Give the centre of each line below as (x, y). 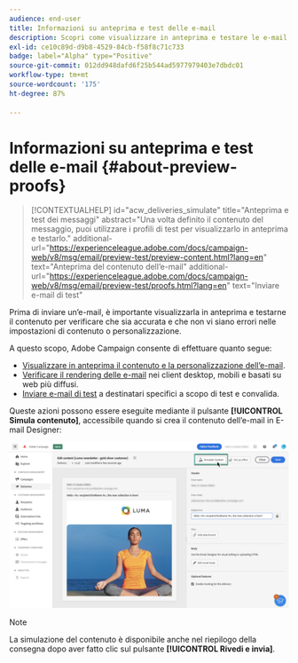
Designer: (44, 430)
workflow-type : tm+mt (49, 75)
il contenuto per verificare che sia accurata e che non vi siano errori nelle (143, 322)
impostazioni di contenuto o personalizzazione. (95, 331)
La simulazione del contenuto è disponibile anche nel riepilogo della (133, 639)
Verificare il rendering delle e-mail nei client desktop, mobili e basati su (152, 375)
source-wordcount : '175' (55, 84)
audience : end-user (45, 19)
